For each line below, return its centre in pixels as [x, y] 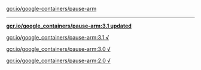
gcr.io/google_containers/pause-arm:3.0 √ [58, 49]
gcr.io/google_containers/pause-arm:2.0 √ [58, 60]
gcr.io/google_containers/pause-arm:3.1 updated [69, 26]
